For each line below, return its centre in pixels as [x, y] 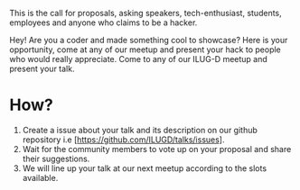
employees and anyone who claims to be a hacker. [103, 23]
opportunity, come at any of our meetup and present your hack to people [145, 50]
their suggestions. [56, 158]
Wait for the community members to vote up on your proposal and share [157, 149]
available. [40, 177]
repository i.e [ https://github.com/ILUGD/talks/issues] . [123, 140]
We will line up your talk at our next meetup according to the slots [145, 168]
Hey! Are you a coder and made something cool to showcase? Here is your [149, 40]
